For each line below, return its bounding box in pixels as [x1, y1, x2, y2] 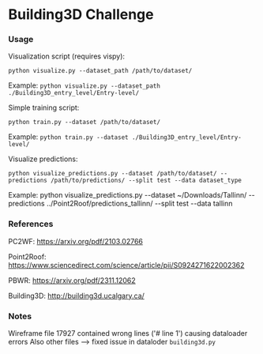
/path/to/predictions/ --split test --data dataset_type [50, 176, 242, 185]
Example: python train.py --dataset [8, 132, 129, 141]
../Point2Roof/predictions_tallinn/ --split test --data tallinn [46, 199, 233, 209]
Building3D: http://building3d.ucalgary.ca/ [8, 291, 145, 300]
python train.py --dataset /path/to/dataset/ [8, 119, 160, 126]
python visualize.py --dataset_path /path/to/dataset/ [8, 67, 193, 75]
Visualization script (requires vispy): [8, 51, 125, 61]
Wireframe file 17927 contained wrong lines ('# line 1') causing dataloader [8, 329, 248, 338]
